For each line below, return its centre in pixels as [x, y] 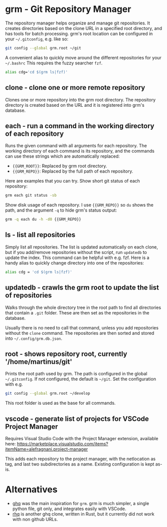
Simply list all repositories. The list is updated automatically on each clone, [82, 247]
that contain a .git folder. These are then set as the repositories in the [77, 312]
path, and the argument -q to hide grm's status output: [61, 210]
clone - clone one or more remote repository [75, 88]
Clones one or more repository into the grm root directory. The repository [81, 100]
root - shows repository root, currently [66, 354]
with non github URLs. [35, 519]
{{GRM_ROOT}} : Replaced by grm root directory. [60, 166]
